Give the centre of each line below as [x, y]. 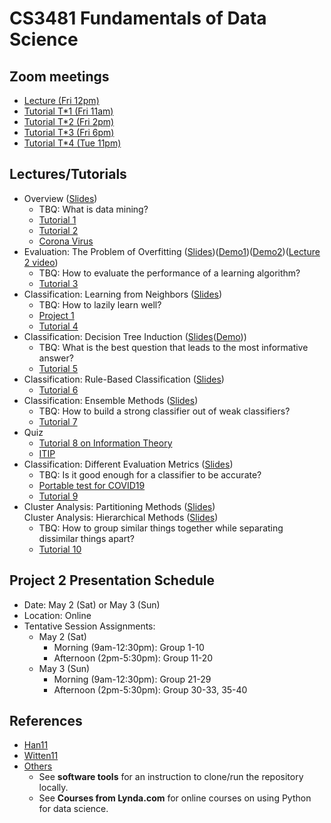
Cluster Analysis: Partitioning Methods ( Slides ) [119, 506]
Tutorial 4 [58, 326]
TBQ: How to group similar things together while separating [161, 528]
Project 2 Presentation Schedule [112, 580]
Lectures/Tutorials [68, 174]
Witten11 [41, 756]
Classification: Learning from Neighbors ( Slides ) [123, 294]
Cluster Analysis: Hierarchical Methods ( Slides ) [121, 517]
